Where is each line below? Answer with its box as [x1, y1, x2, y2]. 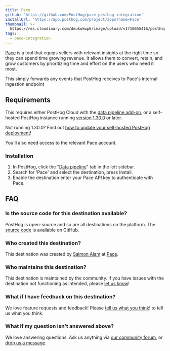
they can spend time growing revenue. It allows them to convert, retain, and [5, 55, 163, 61]
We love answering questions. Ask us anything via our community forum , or [5, 334, 163, 340]
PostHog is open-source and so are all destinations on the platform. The [5, 221, 156, 227]
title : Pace [5, 7, 30, 13]
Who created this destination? [5, 239, 81, 247]
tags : [5, 31, 17, 36]
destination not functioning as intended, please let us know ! [5, 280, 130, 287]
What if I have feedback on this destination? [5, 293, 116, 300]
